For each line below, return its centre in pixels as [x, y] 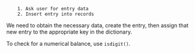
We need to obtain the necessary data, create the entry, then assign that [97, 25]
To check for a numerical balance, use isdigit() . [68, 44]
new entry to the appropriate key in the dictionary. [69, 32]
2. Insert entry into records [56, 14]
